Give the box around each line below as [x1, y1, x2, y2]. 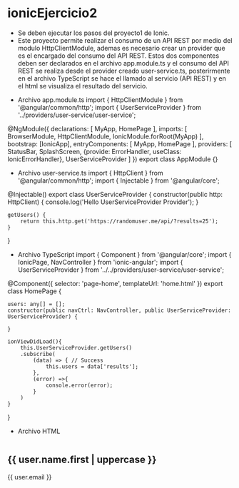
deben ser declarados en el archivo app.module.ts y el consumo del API [17, 59, 230, 67]
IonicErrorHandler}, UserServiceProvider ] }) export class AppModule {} [7, 155, 218, 163]
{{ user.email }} [7, 472, 52, 481]
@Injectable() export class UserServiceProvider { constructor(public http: [7, 190, 223, 198]
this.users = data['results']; [45, 362, 139, 370]
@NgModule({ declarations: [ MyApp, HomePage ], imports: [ [7, 124, 188, 133]
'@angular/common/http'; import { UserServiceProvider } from [17, 103, 202, 111]
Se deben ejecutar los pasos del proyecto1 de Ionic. [17, 29, 170, 37]
